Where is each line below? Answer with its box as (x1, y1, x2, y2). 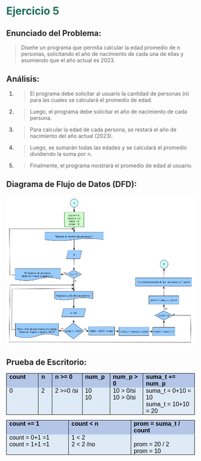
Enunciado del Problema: (6, 28, 102, 38)
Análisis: (6, 74, 40, 85)
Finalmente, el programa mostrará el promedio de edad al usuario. (29, 162, 193, 169)
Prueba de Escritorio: (6, 357, 87, 367)
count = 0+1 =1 (9, 434, 50, 441)
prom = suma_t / (133, 420, 181, 427)
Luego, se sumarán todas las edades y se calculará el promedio (29, 144, 187, 151)
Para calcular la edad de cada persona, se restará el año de (29, 126, 177, 133)
